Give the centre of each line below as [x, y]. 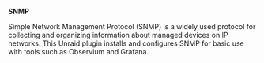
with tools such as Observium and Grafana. [78, 52]
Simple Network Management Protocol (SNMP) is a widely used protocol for [132, 26]
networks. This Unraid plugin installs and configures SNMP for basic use [126, 43]
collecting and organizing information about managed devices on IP [118, 35]
